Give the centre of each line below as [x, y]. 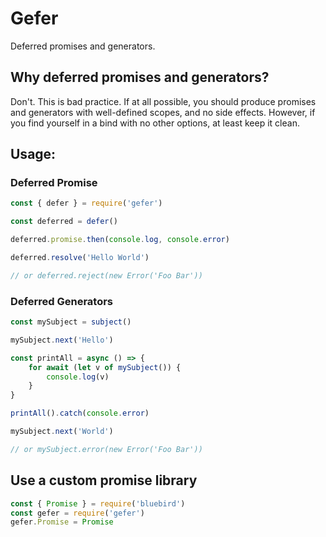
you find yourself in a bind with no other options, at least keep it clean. [155, 123]
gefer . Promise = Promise [62, 522]
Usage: [33, 154]
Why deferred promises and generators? [140, 77]
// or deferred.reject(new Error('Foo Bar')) [106, 275]
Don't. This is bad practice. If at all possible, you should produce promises [163, 101]
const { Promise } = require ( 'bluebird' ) [98, 503]
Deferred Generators [62, 301]
